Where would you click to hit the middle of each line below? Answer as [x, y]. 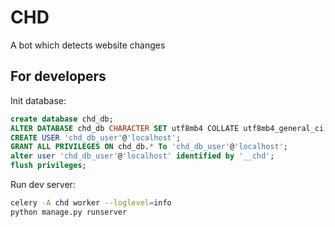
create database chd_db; [62, 119]
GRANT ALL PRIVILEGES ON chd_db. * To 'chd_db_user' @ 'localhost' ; [149, 147]
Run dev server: [43, 184]
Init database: [38, 100]
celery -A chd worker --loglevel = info [91, 203]
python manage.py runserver [69, 212]
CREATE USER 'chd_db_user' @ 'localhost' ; [96, 137]
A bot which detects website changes [88, 45]
